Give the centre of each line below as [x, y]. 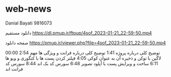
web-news [29, 9]
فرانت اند [14, 69]
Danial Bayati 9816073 [29, 23]
